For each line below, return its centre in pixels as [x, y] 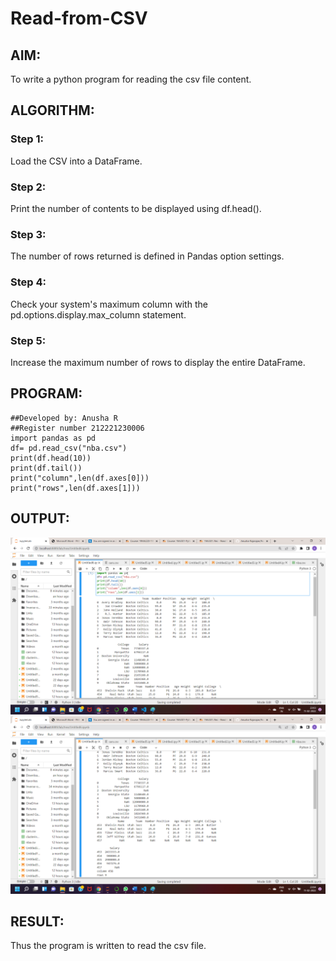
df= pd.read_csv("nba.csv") [69, 448]
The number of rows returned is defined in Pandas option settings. [147, 256]
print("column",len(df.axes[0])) [80, 478]
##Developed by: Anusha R [64, 418]
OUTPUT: [40, 518]
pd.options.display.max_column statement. [98, 314]
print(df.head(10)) [51, 458]
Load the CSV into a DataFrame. [76, 161]
